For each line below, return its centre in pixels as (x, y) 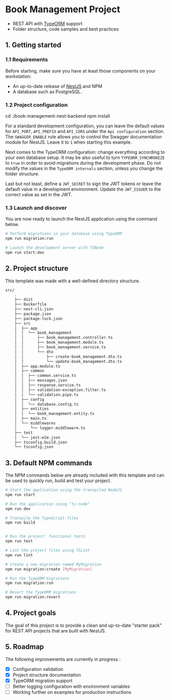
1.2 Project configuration (37, 105)
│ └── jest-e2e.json (37, 437)
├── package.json (33, 314)
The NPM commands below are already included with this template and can (85, 475)
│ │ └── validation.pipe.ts (47, 395)
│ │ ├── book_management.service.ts (60, 347)
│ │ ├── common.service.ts (45, 376)
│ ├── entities (32, 409)
